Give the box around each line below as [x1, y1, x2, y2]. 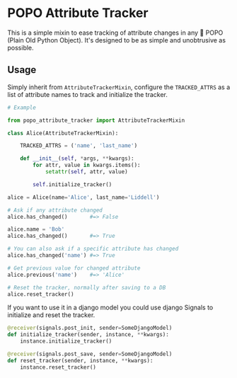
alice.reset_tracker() [7, 290, 74, 298]
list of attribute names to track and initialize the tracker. [7, 90, 168, 98]
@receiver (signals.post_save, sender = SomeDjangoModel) [7, 350, 173, 357]
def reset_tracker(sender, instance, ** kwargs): [7, 357, 154, 364]
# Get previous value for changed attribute [7, 264, 141, 272]
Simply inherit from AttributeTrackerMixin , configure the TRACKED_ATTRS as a [7, 83, 231, 91]
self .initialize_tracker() [33, 181, 112, 188]
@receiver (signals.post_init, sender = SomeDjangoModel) [7, 324, 173, 332]
